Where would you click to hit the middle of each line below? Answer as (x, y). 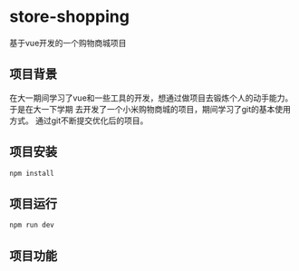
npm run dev (32, 225)
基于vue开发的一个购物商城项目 (68, 43)
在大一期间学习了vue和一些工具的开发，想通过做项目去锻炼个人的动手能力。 (151, 98)
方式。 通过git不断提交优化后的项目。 (79, 121)
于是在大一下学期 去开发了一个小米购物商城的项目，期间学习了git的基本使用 (150, 109)
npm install (32, 173)
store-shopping (69, 17)
